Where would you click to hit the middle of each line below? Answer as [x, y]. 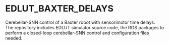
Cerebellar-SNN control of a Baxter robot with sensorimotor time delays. [80, 22]
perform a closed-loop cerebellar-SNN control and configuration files [77, 33]
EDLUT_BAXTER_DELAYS [59, 9]
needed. [14, 38]
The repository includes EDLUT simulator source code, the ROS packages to [85, 27]
